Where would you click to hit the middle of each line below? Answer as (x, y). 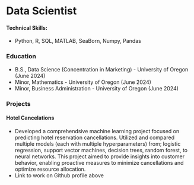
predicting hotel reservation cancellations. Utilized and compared (95, 137)
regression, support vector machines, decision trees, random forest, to (101, 150)
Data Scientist (42, 11)
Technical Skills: (27, 27)
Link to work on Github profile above (59, 175)
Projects (18, 104)
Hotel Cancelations (30, 118)
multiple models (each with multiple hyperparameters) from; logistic (98, 143)
